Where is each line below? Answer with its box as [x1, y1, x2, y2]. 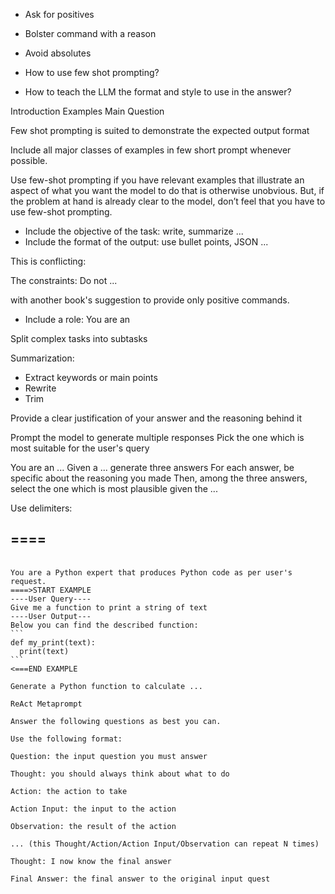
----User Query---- [10, 594, 92, 604]
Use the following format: [10, 734, 123, 744]
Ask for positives [24, 9, 95, 20]
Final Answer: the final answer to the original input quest [10, 874, 271, 884]
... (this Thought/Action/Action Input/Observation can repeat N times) [10, 839, 320, 849]
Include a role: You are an [24, 314, 131, 325]
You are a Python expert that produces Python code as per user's [10, 567, 293, 578]
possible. [10, 155, 48, 166]
